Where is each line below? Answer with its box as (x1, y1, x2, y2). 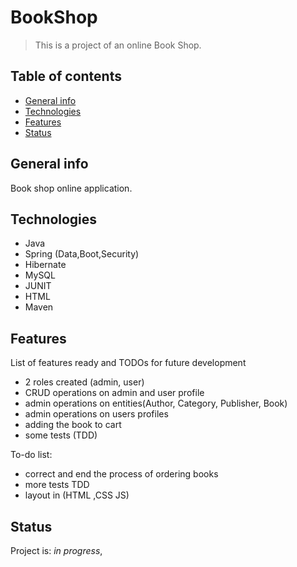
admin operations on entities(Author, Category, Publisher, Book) (24, 397, 288, 410)
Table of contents (10, 68, 122, 85)
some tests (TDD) (24, 429, 98, 441)
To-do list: (10, 449, 53, 461)
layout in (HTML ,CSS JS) (24, 489, 130, 501)
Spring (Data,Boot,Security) (24, 248, 140, 260)
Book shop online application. (10, 182, 133, 194)
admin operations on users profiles (24, 408, 169, 420)
